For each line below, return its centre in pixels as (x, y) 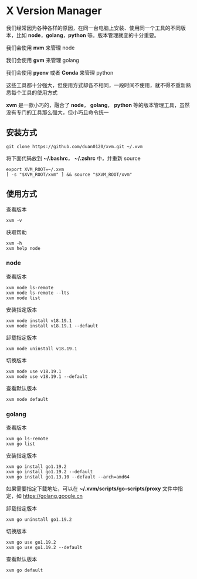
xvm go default (25, 570)
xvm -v (14, 220)
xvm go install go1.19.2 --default (50, 472)
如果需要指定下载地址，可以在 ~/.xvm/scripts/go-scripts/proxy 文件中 (92, 488)
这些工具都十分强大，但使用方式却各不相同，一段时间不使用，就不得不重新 (96, 85)
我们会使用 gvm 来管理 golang (43, 60)
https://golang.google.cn (53, 496)
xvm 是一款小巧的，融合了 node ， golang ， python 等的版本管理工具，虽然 (98, 105)
